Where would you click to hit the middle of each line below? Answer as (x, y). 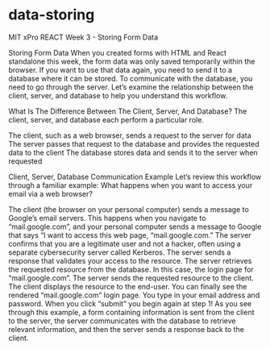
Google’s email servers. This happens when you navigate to (107, 218)
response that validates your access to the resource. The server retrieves (130, 260)
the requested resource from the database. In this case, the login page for (131, 269)
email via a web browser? (50, 193)
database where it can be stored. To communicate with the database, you (131, 78)
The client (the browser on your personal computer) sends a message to (129, 209)
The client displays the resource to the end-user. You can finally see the (128, 286)
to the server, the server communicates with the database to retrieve (122, 321)
